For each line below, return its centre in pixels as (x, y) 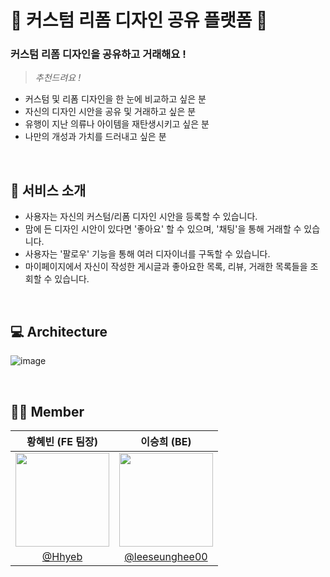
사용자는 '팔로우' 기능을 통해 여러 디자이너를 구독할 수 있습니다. (147, 254)
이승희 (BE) (166, 441)
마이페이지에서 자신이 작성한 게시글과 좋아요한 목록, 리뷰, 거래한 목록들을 (166, 267)
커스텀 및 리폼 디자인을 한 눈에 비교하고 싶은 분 (115, 99)
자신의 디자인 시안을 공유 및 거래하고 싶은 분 (110, 112)
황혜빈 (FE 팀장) (62, 441)
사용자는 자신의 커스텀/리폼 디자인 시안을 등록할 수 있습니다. (141, 217)
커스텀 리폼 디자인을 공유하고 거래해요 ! (98, 54)
